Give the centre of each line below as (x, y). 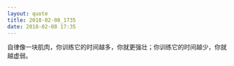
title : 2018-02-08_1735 (42, 20)
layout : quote (28, 14)
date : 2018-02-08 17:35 (42, 26)
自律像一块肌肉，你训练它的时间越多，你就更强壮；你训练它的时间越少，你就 (117, 47)
